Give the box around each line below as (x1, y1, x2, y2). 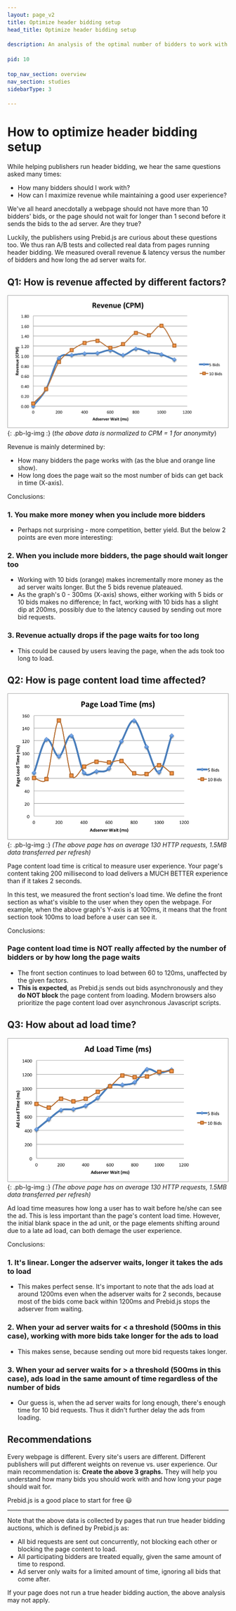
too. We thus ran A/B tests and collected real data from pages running (7, 241, 210, 249)
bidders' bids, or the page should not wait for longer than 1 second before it (7, 212, 226, 221)
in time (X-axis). (17, 479, 64, 487)
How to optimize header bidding (7, 124, 198, 140)
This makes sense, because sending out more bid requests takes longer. (17, 1347, 228, 1356)
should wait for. (7, 1482, 53, 1491)
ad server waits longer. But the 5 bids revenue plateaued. (17, 583, 183, 591)
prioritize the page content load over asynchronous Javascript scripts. (17, 998, 221, 1006)
